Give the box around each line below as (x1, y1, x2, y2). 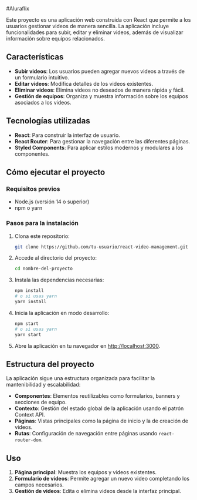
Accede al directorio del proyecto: (14, 254, 97, 261)
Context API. (14, 411, 45, 418)
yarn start (14, 331, 42, 337)
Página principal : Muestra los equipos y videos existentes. (14, 469, 157, 476)
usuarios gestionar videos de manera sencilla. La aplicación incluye (6, 23, 169, 29)
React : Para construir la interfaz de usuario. (14, 132, 120, 139)
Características (6, 52, 64, 62)
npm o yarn (14, 204, 43, 212)
